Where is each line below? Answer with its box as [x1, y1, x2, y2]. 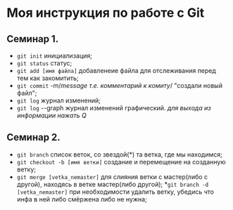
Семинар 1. [6, 33, 59, 45]
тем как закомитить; [16, 74, 79, 82]
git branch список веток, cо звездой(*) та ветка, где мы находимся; [16, 150, 222, 159]
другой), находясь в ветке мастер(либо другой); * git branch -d [16, 180, 209, 188]
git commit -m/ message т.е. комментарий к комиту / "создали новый [16, 81, 223, 89]
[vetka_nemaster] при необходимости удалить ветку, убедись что [16, 188, 214, 196]
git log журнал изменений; [16, 96, 101, 105]
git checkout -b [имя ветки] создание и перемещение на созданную [16, 157, 226, 166]
